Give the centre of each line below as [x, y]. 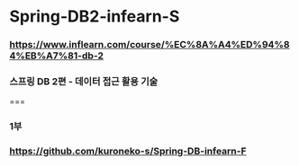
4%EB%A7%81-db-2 [56, 56]
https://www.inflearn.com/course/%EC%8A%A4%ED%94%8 [149, 45]
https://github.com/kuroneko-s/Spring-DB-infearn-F [128, 152]
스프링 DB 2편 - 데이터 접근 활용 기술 [84, 82]
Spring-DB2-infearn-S [95, 17]
